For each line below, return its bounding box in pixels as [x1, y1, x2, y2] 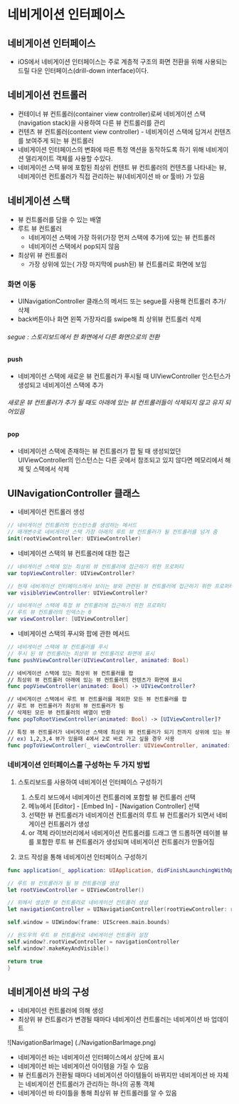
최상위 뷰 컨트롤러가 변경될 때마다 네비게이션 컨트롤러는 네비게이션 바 [17, 1015, 210, 1024]
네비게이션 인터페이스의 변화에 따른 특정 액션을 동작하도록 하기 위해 [17, 145, 204, 153]
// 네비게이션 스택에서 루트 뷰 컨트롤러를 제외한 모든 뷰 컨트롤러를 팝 [7, 696, 187, 703]
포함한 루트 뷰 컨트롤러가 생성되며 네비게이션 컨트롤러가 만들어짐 [36, 837, 215, 846]
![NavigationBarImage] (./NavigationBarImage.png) [7, 1038, 156, 1047]
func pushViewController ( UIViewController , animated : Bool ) [7, 657, 190, 664]
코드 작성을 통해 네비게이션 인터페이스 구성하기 [17, 852, 147, 861]
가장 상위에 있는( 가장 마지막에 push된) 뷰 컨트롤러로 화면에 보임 [28, 260, 207, 268]
